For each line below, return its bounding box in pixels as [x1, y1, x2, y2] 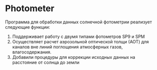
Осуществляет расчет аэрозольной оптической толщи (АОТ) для [12, 38, 149, 44]
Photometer [5, 3, 55, 14]
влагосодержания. [12, 49, 52, 55]
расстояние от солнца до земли [12, 59, 80, 65]
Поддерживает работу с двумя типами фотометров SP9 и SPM [12, 34, 145, 39]
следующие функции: [5, 24, 51, 30]
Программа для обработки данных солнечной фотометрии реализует [5, 19, 152, 25]
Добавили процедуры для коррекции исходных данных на [12, 54, 135, 60]
